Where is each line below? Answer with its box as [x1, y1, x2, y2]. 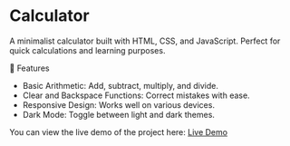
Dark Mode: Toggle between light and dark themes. [22, 109, 216, 120]
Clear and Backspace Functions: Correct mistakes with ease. [22, 90, 251, 101]
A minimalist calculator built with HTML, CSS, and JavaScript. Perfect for [9, 35, 281, 46]
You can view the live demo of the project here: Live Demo [9, 126, 228, 137]
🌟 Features [9, 63, 50, 73]
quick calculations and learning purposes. [9, 44, 166, 55]
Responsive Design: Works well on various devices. [22, 99, 216, 110]
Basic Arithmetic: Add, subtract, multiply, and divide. [22, 80, 219, 91]
